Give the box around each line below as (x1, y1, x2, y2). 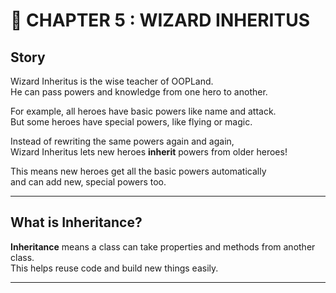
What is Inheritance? (10, 214, 143, 231)
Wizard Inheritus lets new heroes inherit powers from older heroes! (10, 146, 288, 158)
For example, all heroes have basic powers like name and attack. (10, 105, 277, 117)
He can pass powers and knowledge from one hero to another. (10, 86, 268, 98)
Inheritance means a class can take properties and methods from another (10, 240, 316, 253)
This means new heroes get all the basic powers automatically (10, 165, 267, 177)
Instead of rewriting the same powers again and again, (10, 135, 235, 147)
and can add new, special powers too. (10, 176, 167, 188)
